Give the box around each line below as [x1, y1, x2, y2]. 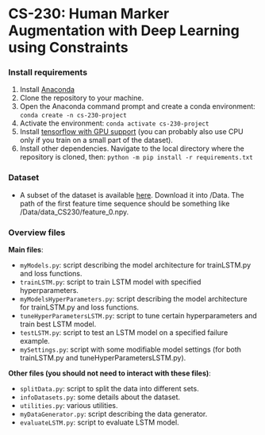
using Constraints [8, 39, 129, 56]
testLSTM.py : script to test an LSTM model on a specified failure [19, 328, 229, 337]
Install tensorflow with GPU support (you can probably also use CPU [19, 127, 244, 137]
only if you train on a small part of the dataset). [19, 136, 173, 145]
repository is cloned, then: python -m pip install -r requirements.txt [19, 152, 254, 162]
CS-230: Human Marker [8, 5, 170, 23]
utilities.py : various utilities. [19, 401, 118, 410]
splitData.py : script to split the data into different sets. [19, 384, 200, 394]
